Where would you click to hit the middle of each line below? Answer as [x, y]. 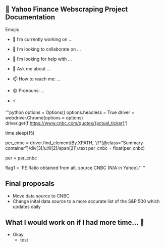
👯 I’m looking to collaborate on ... [47, 49]
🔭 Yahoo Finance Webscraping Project [67, 9]
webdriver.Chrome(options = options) [44, 117]
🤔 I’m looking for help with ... [42, 59]
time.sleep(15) [20, 133]
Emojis [12, 29]
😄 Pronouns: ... [29, 90]
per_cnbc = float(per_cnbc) [117, 148]
